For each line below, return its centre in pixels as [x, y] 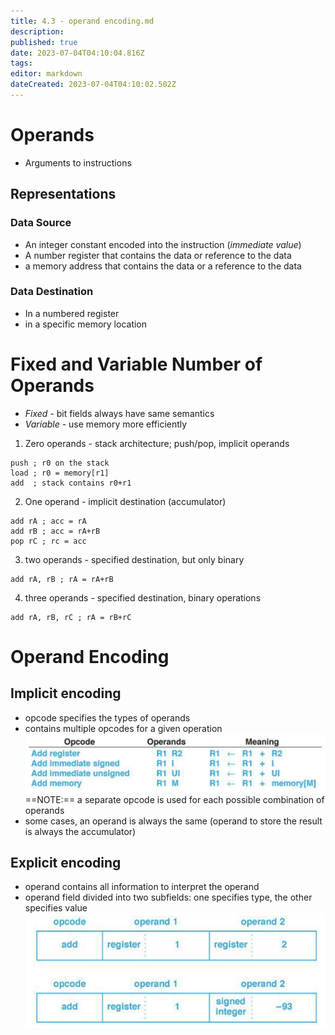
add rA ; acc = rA [48, 521]
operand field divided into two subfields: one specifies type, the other [168, 897]
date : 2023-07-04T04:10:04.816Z [77, 53]
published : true [44, 42]
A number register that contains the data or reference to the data [158, 255]
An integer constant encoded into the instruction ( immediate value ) [163, 244]
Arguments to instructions [78, 162]
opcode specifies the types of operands [107, 717]
